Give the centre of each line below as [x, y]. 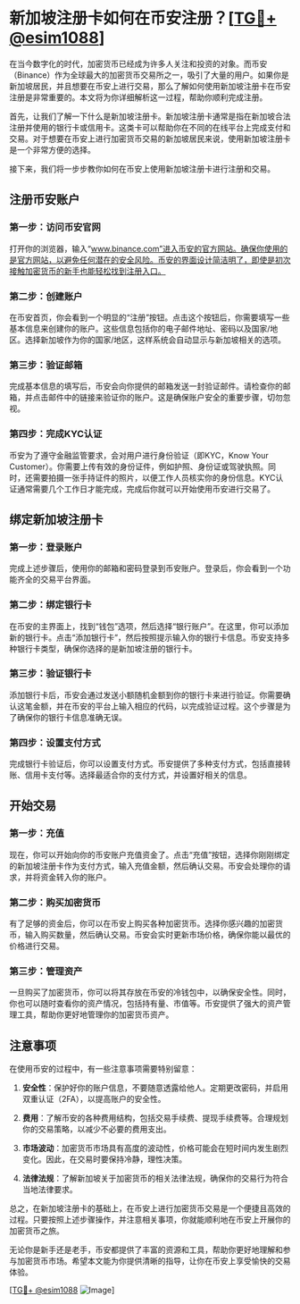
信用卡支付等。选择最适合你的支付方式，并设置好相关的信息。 [138, 775]
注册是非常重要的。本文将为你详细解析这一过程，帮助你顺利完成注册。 [138, 97]
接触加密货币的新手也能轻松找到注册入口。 [87, 271]
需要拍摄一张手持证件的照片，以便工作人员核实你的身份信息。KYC [154, 477]
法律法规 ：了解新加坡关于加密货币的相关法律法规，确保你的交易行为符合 [155, 1178]
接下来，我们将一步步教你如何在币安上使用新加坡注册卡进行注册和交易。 [142, 168]
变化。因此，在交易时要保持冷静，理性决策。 [104, 1159]
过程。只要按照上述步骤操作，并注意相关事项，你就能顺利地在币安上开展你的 [150, 1220]
